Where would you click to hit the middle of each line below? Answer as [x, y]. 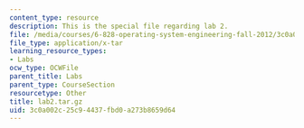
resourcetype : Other [48, 93]
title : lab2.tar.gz [46, 101]
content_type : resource [54, 18]
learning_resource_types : [58, 51]
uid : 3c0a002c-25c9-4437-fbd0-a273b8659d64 [93, 110]
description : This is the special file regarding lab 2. [119, 26]
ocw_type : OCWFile [44, 69]
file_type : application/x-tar [66, 43]
